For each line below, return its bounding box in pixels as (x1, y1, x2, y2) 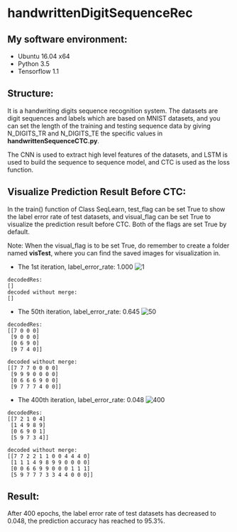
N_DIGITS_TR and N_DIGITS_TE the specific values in (7, 129, 163, 138)
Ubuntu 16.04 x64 (17, 52, 70, 60)
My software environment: (7, 33, 128, 45)
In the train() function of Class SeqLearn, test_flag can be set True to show (7, 204, 226, 214)
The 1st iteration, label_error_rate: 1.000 (17, 262, 133, 271)
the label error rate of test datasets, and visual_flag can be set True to (7, 212, 211, 221)
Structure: (7, 87, 54, 100)
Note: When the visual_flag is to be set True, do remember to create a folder (7, 241, 230, 250)
